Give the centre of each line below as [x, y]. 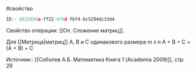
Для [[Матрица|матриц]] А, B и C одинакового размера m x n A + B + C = [98, 42]
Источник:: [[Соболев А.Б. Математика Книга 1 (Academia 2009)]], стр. [95, 59]
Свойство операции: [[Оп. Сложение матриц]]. [66, 30]
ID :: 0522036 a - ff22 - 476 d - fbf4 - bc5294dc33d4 [61, 19]
